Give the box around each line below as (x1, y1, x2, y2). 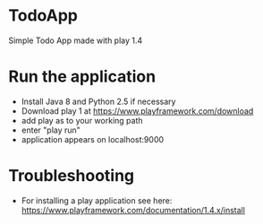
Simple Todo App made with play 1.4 (8, 35, 143, 46)
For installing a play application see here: (21, 194, 173, 206)
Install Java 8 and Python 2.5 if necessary (21, 96, 176, 107)
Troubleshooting (8, 166, 135, 186)
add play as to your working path (21, 115, 143, 125)
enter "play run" (21, 125, 81, 135)
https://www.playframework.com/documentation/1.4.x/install (21, 204, 245, 215)
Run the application (8, 66, 157, 87)
